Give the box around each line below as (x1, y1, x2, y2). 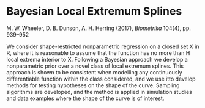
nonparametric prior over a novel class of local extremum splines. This (6, 62, 184, 70)
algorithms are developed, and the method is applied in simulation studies (6, 88, 193, 95)
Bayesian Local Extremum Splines (6, 4, 182, 18)
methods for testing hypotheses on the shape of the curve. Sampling (6, 81, 180, 89)
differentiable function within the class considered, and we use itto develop (6, 75, 196, 82)
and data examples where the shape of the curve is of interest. (6, 95, 165, 102)
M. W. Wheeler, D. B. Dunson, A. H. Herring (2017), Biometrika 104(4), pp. (6, 24, 192, 32)
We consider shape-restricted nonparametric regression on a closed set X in (6, 43, 199, 50)
